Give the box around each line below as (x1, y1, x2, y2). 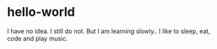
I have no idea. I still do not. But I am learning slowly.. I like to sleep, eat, (7, 27, 211, 35)
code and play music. (7, 34, 68, 42)
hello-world (7, 4, 76, 20)
